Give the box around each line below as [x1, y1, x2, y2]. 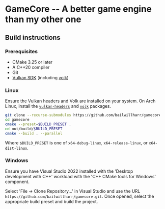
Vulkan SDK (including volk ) [12, 74, 69, 80]
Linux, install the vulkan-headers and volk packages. [5, 103, 111, 109]
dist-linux [5, 146, 27, 151]
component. [5, 179, 29, 185]
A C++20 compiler [12, 64, 50, 70]
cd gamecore [5, 117, 29, 122]
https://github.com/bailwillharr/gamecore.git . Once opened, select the [5, 193, 154, 199]
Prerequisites [5, 48, 38, 55]
